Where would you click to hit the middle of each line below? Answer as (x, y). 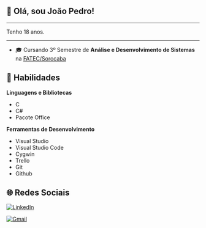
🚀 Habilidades (33, 78)
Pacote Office (32, 117)
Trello (22, 160)
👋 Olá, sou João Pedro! (51, 11)
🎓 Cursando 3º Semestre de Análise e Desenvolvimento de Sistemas (105, 50)
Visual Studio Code (40, 147)
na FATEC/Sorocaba (40, 58)
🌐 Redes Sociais (38, 193)
